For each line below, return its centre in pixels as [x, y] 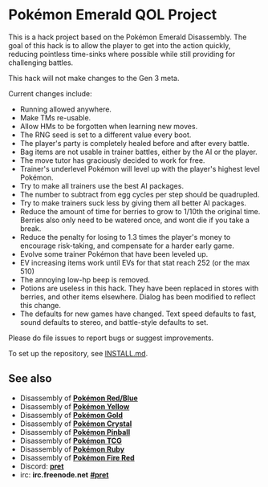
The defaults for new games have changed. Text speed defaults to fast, [138, 314]
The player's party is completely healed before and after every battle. [135, 143]
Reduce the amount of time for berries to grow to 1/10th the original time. [140, 211]
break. [30, 228]
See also [30, 379]
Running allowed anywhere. [66, 109]
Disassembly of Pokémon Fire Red [77, 457]
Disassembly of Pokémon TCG [71, 440]
